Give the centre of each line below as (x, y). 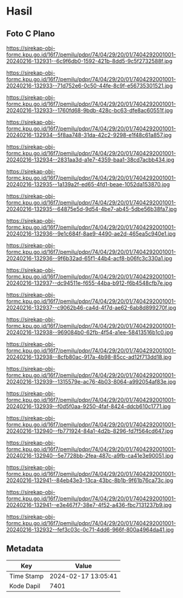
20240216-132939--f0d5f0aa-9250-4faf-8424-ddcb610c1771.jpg (88, 406)
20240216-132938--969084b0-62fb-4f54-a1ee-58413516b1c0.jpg (90, 332)
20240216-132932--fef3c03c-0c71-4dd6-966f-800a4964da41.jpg (90, 530)
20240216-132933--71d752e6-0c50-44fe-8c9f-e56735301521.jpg (89, 86)
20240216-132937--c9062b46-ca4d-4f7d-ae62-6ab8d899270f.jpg (91, 307)
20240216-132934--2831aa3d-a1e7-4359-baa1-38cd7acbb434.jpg (90, 160)
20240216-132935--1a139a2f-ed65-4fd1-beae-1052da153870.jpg (88, 184)
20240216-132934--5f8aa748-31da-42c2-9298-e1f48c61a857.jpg (89, 135)
